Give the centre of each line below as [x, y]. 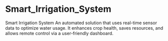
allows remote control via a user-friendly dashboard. [59, 33]
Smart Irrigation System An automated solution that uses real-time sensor [81, 23]
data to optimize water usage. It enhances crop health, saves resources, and [84, 28]
